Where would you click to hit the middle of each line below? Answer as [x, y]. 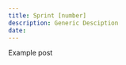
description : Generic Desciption [63, 23]
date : [17, 30]
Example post [31, 53]
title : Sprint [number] [48, 15]
